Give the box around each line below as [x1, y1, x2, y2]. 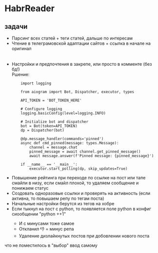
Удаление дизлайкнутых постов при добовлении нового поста [19, 233, 150, 239]
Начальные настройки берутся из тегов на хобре [11, 201, 115, 206]
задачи [4, 22, 28, 31]
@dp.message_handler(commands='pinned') [20, 136, 104, 141]
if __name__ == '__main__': [20, 162, 78, 167]
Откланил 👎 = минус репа [19, 226, 74, 232]
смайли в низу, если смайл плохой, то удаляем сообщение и [11, 180, 139, 186]
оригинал [11, 46, 32, 51]
